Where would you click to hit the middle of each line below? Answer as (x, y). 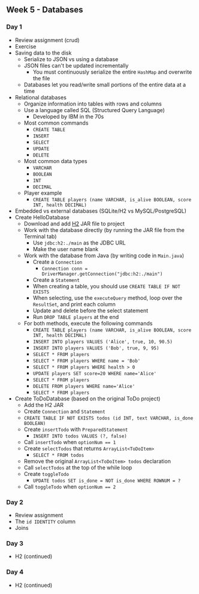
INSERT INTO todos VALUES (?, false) (80, 436)
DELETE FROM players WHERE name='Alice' (84, 386)
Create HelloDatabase (42, 217)
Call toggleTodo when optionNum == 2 (70, 486)
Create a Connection (58, 262)
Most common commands (56, 123)
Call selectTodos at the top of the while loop (78, 468)
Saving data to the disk (43, 53)
